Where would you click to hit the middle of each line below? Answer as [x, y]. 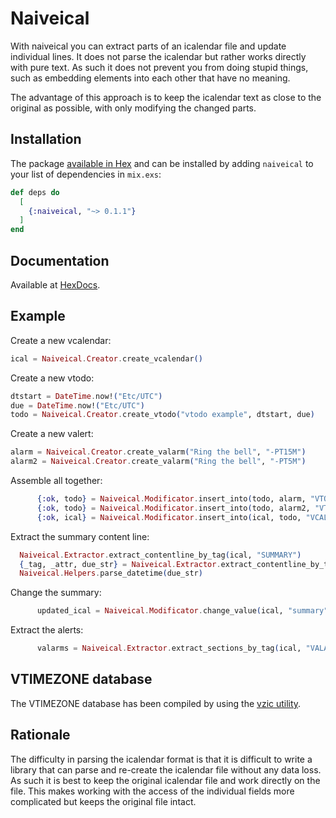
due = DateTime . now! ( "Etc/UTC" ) [77, 405]
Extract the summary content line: [80, 536]
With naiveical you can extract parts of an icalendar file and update [148, 46]
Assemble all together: [56, 480]
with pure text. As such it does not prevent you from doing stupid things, [159, 67]
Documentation [60, 260]
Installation [46, 139]
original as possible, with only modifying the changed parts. [133, 108]
